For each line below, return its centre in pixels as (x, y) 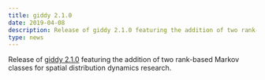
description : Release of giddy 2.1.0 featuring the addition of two (123, 30)
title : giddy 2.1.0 (40, 15)
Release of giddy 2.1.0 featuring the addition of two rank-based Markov (124, 60)
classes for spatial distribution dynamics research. (90, 68)
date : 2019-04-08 (37, 23)
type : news (26, 37)
